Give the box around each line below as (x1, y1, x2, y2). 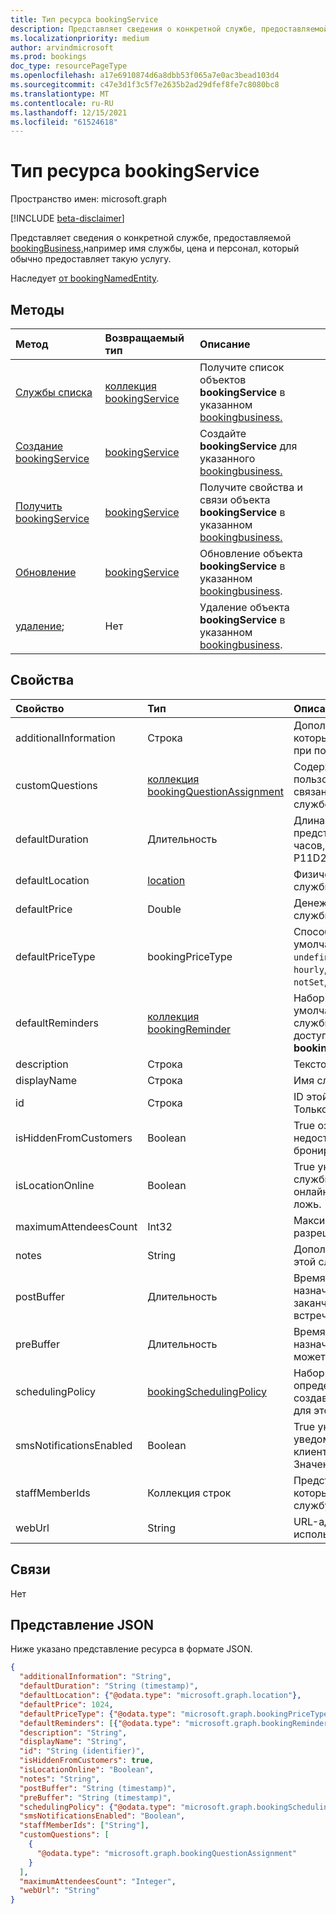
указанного (199, 452, 256, 465)
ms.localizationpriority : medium (10, 33, 150, 43)
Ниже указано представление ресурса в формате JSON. (10, 1643, 253, 1655)
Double (147, 902, 182, 916)
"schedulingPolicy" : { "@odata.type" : (19, 1802, 177, 1812)
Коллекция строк (147, 1486, 232, 1500)
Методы (10, 301, 65, 318)
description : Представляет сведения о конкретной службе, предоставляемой (10, 24, 329, 34)
